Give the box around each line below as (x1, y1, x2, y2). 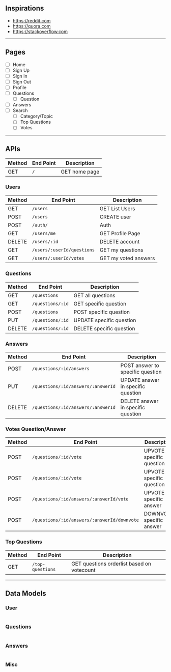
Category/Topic (20, 113, 53, 119)
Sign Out (12, 78, 32, 85)
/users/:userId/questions (32, 247, 95, 253)
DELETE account (99, 238, 140, 245)
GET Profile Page (99, 230, 141, 237)
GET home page (61, 168, 100, 175)
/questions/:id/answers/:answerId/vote (32, 496, 129, 502)
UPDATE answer (120, 377, 160, 384)
